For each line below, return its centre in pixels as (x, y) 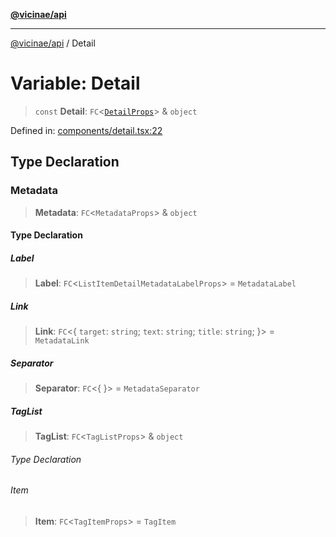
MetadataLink (62, 341)
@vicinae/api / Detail (53, 43)
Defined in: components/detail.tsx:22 (86, 130)
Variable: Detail (75, 83)
